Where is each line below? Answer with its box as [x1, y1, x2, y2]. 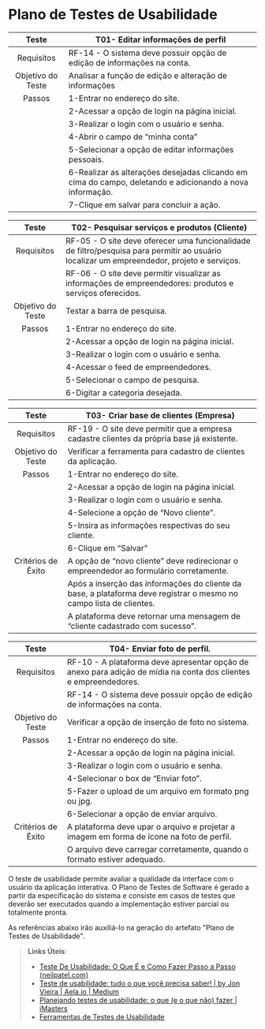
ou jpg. [66, 795, 93, 806]
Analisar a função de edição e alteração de [68, 69, 227, 80]
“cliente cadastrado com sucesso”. [67, 620, 197, 631]
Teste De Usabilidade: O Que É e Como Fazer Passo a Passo [39, 961, 237, 971]
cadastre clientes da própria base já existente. [67, 432, 238, 443]
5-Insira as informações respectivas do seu [67, 519, 230, 530]
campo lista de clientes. [67, 597, 155, 608]
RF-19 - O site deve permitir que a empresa [67, 423, 233, 434]
